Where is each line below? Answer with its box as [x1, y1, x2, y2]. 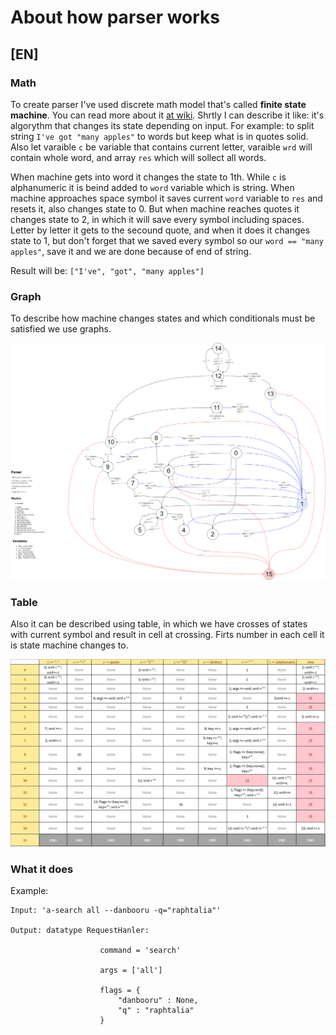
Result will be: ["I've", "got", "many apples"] [10, 264, 205, 276]
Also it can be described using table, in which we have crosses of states [10, 617, 308, 630]
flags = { [99, 986, 141, 996]
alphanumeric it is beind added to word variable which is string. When [10, 181, 295, 193]
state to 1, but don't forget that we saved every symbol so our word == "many [10, 234, 324, 246]
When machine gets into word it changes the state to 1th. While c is [10, 171, 287, 183]
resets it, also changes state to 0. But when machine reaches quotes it [10, 202, 300, 215]
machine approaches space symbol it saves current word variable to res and [10, 192, 323, 204]
